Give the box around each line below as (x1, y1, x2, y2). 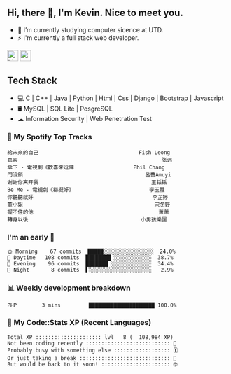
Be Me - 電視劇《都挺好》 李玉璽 (7, 186, 165, 193)
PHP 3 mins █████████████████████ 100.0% (7, 302, 177, 309)
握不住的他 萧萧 (7, 208, 169, 216)
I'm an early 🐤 (7, 232, 55, 242)
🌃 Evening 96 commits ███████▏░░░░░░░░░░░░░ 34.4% (7, 261, 174, 268)
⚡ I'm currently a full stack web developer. (17, 33, 139, 42)
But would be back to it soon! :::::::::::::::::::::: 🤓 (7, 361, 178, 368)
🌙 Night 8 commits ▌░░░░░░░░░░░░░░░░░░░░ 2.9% (7, 267, 174, 274)
